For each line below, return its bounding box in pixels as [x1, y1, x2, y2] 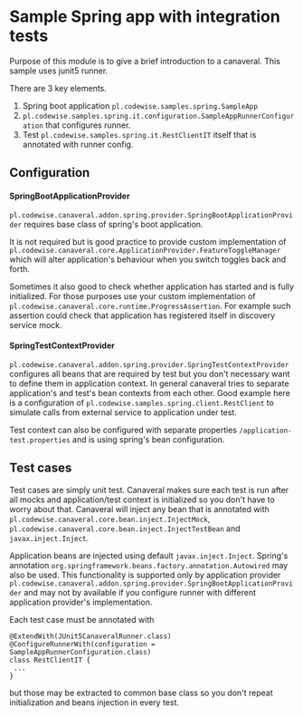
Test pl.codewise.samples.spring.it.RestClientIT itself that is [22, 129, 257, 140]
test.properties [9, 435, 71, 445]
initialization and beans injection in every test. [9, 696, 179, 708]
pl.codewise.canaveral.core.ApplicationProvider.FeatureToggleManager [9, 246, 281, 255]
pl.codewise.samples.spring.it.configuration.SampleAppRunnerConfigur [22, 111, 295, 121]
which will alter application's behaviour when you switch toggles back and [9, 254, 287, 265]
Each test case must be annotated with [9, 614, 155, 625]
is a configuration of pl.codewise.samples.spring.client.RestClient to [9, 397, 274, 408]
